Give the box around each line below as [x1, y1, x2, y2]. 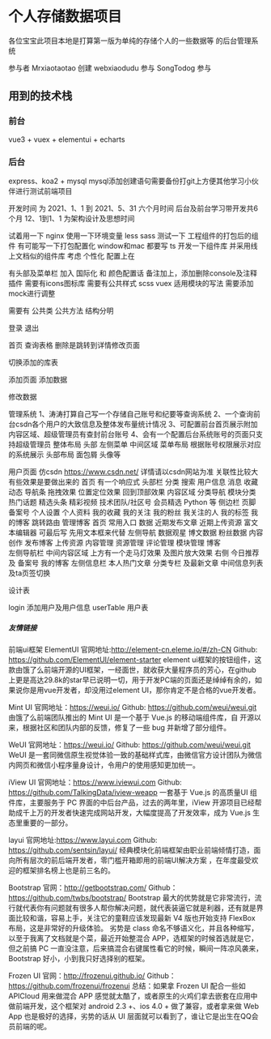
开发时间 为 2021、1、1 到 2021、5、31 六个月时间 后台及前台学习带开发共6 [8, 203, 259, 213]
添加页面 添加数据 [8, 374, 67, 384]
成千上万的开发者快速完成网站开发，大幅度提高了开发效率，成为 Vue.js [15, 807, 251, 817]
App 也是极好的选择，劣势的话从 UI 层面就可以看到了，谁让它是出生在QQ [8, 1011, 252, 1021]
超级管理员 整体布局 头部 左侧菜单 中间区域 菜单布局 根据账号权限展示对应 [15, 439, 261, 449]
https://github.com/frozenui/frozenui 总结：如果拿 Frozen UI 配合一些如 [8, 981, 247, 990]
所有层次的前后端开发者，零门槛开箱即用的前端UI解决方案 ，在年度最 [15, 855, 245, 865]
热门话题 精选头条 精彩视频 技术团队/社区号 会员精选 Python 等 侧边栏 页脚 [8, 497, 256, 507]
